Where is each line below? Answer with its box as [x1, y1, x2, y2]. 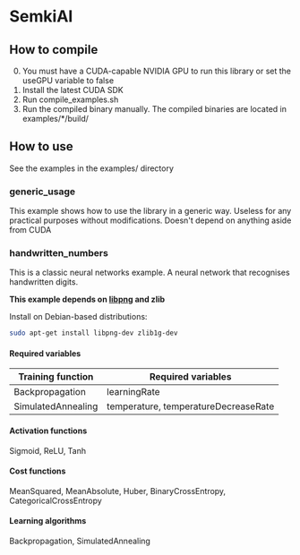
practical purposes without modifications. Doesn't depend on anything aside [9, 215, 292, 226]
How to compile [9, 42, 99, 57]
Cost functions [9, 465, 66, 476]
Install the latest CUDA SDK [21, 85, 124, 95]
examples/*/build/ [21, 114, 90, 124]
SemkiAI [9, 6, 73, 27]
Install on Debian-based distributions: [9, 312, 148, 322]
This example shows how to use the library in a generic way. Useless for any [9, 206, 292, 217]
